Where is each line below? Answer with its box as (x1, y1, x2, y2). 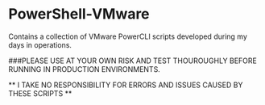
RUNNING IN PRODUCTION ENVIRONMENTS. (8, 64, 161, 73)
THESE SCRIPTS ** (8, 88, 72, 98)
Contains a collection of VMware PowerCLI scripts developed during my (8, 31, 248, 41)
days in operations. (8, 40, 72, 49)
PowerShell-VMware (8, 5, 151, 23)
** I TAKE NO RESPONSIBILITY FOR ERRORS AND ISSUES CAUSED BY (8, 80, 243, 90)
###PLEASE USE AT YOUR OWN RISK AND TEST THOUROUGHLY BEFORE (8, 56, 258, 65)
